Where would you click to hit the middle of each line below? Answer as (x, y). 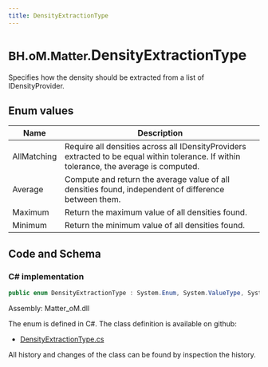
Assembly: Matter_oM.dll (49, 308)
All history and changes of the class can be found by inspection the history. (132, 354)
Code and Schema (55, 253)
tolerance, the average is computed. (132, 167)
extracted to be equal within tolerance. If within (153, 156)
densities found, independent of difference (145, 190)
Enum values (41, 110)
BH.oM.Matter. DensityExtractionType (128, 55)
